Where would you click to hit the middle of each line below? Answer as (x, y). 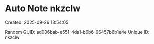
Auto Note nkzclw (43, 9)
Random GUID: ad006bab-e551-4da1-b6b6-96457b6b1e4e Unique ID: (77, 32)
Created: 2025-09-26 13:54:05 (37, 22)
